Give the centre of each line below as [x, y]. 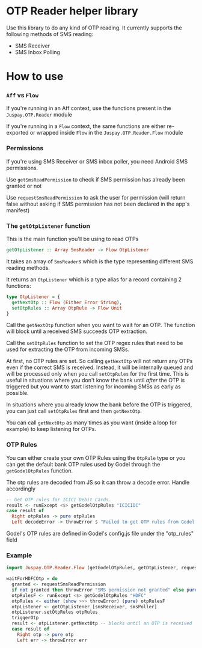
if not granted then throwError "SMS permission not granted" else [98, 590]
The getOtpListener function [48, 225]
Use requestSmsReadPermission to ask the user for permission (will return [96, 197]
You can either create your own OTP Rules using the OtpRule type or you [96, 457]
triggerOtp [25, 618]
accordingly [21, 489]
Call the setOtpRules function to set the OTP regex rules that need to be [95, 343]
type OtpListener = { [33, 297]
